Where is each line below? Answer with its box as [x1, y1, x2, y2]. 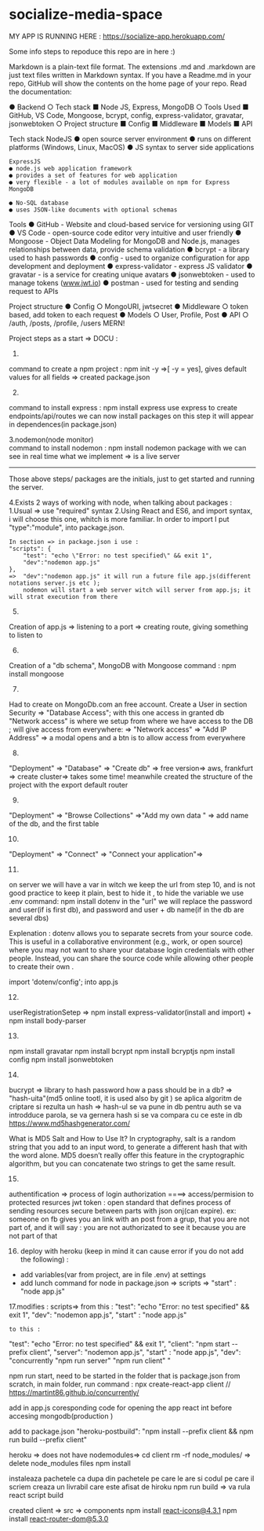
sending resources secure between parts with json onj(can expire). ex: [9, 1206, 237, 1215]
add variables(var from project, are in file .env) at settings [20, 1269, 207, 1279]
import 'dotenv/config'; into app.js [9, 977, 118, 986]
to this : [9, 1325, 42, 1333]
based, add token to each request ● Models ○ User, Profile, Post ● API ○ [9, 310, 249, 319]
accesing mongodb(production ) [9, 1411, 114, 1420]
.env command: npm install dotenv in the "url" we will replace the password [9, 896, 253, 905]
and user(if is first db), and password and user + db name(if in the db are [9, 905, 244, 914]
